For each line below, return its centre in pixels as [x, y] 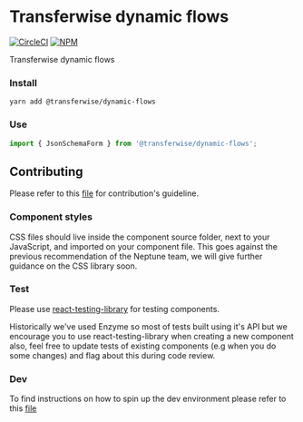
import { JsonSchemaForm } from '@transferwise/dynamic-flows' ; [133, 143]
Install [24, 83]
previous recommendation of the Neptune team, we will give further [136, 256]
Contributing [46, 171]
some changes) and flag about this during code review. [112, 355]
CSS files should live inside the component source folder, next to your [140, 237]
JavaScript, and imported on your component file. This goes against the [144, 246]
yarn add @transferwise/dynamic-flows [83, 102]
